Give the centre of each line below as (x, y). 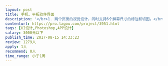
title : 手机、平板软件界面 (30, 14)
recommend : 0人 (20, 51)
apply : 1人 (16, 47)
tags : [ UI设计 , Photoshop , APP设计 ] (39, 28)
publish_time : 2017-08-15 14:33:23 (42, 38)
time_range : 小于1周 (25, 56)
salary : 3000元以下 (24, 33)
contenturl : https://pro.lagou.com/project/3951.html (62, 24)
